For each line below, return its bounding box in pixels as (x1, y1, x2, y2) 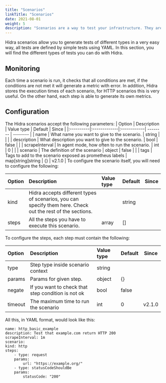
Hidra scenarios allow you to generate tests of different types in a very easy (5, 39, 160, 45)
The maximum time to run (30, 298, 90, 305)
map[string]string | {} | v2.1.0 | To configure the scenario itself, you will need (5, 157, 160, 164)
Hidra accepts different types (29, 189, 97, 196)
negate (7, 286, 24, 293)
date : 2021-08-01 (5, 16, 41, 21)
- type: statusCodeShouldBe (14, 365, 72, 370)
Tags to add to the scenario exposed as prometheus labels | (5, 152, 127, 158)
